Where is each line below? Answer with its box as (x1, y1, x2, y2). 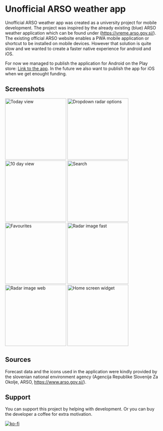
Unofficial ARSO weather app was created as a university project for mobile (5, 20, 157, 25)
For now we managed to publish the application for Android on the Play (5, 60, 148, 66)
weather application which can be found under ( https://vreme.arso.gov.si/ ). (5, 30, 156, 36)
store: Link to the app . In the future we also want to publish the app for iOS (5, 65, 155, 72)
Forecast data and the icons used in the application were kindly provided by (5, 368, 158, 374)
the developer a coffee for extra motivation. (5, 411, 93, 417)
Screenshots (5, 85, 45, 94)
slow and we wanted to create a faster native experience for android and (5, 46, 151, 51)
